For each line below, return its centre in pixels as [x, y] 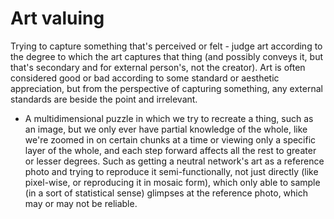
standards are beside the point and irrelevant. [104, 99]
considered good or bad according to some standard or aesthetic [145, 78]
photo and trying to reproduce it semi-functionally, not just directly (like [171, 171]
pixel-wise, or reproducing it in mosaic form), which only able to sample [172, 182]
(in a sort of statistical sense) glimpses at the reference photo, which [166, 193]
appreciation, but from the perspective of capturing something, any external [166, 88]
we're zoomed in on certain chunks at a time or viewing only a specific [170, 139]
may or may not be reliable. [81, 203]
